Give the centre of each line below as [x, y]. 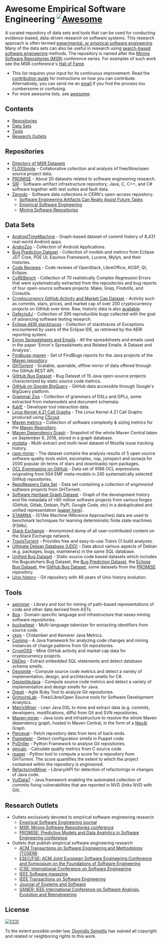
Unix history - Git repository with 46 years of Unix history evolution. [79, 577]
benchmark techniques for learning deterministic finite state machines [82, 520]
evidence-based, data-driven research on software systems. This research [80, 38]
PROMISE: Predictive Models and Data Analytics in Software [79, 832]
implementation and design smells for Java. [55, 687]
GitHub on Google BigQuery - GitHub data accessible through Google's [83, 386]
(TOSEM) [28, 853]
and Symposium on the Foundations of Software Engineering [80, 864]
